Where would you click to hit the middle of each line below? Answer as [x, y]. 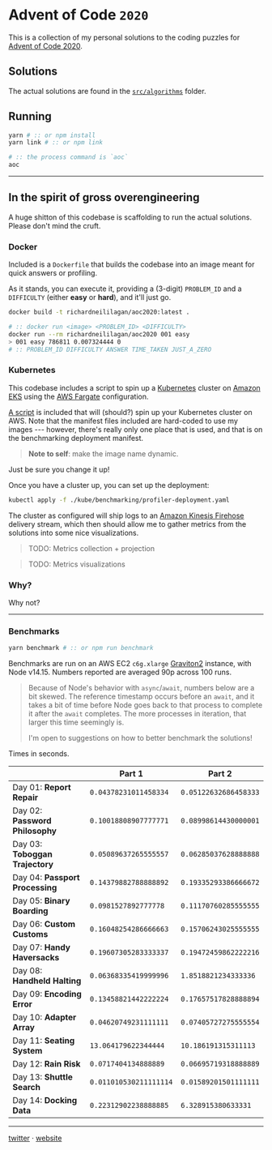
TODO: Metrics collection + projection [91, 548]
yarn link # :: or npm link [56, 143]
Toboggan [32, 854]
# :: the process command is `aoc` [68, 157]
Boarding [30, 911]
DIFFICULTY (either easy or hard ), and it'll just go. [90, 297]
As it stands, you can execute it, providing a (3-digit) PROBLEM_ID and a [125, 289]
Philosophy [34, 831]
